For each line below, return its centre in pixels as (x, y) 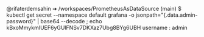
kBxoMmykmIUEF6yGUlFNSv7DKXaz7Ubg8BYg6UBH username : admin (97, 27)
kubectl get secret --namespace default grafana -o (71, 15)
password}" (21, 21)
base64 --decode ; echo (71, 21)
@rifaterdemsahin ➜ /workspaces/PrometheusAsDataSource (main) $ (94, 9)
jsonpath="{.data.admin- (167, 15)
